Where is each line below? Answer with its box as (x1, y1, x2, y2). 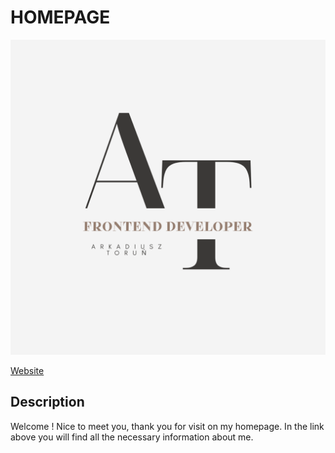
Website (10, 364, 45, 376)
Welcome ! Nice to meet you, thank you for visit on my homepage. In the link (10, 420, 325, 432)
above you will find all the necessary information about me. (10, 431, 254, 443)
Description (10, 394, 85, 411)
